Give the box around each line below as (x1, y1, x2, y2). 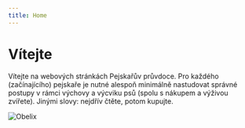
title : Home (8, 11, 47, 20)
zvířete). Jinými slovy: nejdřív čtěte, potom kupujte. (8, 96, 174, 106)
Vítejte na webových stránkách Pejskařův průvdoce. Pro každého (8, 71, 219, 81)
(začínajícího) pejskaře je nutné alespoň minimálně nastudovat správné (8, 79, 238, 89)
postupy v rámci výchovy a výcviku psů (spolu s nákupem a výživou (8, 88, 229, 97)
